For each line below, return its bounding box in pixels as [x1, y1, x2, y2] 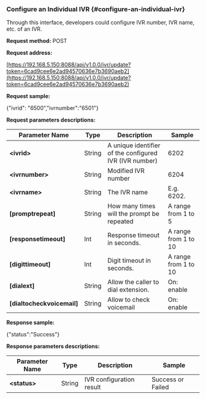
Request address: [6, 49, 53, 56]
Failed [151, 383, 169, 392]
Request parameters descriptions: [6, 116, 96, 124]
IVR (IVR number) [107, 157, 158, 165]
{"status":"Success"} [6, 331, 60, 338]
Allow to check [107, 295, 150, 304]
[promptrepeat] [9, 209, 56, 218]
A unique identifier [107, 141, 161, 150]
